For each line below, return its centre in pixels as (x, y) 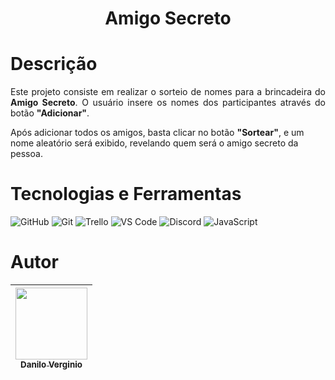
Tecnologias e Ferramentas (126, 194)
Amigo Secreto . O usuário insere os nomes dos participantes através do (168, 103)
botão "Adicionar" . (50, 113)
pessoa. (26, 154)
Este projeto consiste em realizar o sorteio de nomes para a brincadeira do (168, 92)
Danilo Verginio (51, 364)
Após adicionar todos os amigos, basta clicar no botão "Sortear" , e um (157, 133)
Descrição (54, 64)
